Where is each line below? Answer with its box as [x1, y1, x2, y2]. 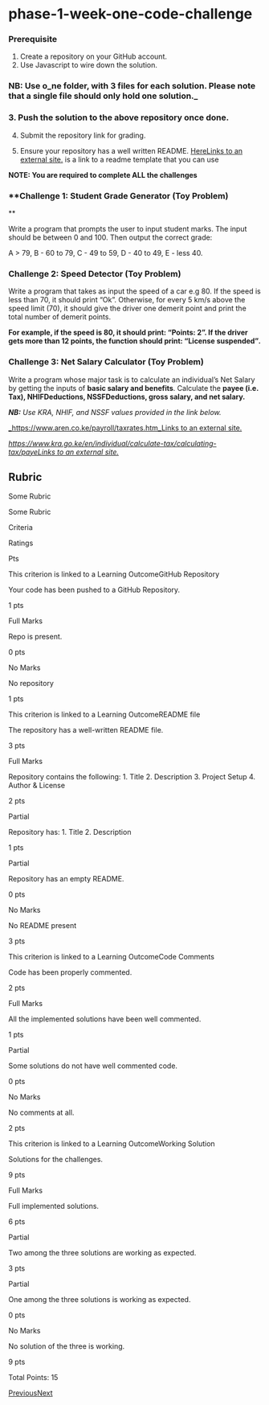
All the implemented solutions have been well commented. [8, 1014, 202, 1024]
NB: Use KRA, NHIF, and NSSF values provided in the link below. [8, 407, 222, 417]
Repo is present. [8, 632, 63, 642]
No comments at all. [8, 1107, 75, 1118]
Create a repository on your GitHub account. [19, 51, 167, 61]
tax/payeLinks [8, 447, 56, 457]
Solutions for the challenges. [8, 1155, 103, 1165]
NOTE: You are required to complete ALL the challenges [8, 170, 198, 179]
